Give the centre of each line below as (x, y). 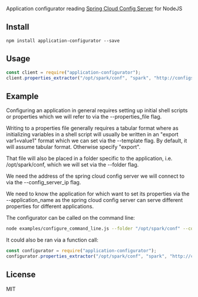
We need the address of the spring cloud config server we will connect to (95, 176)
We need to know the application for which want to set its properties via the (98, 194)
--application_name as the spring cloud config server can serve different (95, 200)
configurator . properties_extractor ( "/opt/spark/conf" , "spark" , (87, 256)
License (21, 275)
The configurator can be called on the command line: (71, 218)
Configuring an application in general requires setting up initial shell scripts (97, 110)
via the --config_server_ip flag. (44, 182)
